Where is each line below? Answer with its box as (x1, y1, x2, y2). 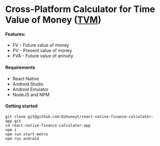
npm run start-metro (5, 131, 49, 136)
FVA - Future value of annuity (12, 53, 74, 59)
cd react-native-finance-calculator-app (5, 123, 91, 128)
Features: (5, 31, 26, 37)
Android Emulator (12, 86, 49, 92)
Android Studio (12, 81, 44, 87)
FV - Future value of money (12, 42, 69, 48)
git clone (5, 114, 26, 119)
